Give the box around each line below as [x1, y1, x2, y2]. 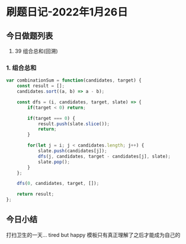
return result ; [17, 191, 54, 197]
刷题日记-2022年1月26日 [6, 5, 129, 19]
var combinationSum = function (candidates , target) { [6, 77, 142, 83]
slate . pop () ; [37, 159, 70, 165]
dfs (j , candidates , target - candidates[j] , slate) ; [37, 153, 171, 160]
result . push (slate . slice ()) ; [37, 121, 110, 127]
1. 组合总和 [6, 63, 37, 71]
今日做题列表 [6, 31, 53, 41]
